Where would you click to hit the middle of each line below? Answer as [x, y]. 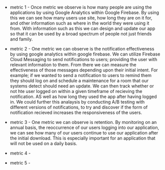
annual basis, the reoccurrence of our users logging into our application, [84, 127]
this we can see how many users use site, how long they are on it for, [81, 18]
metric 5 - [20, 163]
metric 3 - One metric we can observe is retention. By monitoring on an [83, 122]
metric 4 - [20, 153]
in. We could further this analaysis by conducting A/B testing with [77, 102]
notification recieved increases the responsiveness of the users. [76, 112]
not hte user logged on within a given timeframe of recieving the [76, 91]
